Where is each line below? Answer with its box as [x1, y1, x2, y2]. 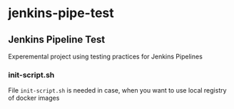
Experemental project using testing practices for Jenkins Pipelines [8, 52, 203, 61]
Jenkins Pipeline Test [8, 33, 106, 46]
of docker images [8, 94, 60, 103]
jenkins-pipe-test [8, 5, 115, 21]
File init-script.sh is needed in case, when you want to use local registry [8, 86, 227, 95]
